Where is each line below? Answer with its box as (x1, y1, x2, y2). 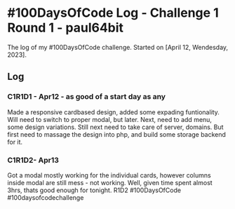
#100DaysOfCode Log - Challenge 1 (7, 5, 219, 21)
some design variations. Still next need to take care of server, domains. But (7, 123, 224, 131)
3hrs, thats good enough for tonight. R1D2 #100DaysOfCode (7, 186, 181, 194)
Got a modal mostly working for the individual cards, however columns (7, 170, 212, 180)
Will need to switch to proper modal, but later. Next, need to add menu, (7, 115, 213, 123)
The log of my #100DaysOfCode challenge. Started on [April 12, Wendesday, (7, 43, 229, 51)
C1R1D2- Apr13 (7, 155, 60, 165)
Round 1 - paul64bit (7, 20, 124, 36)
